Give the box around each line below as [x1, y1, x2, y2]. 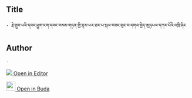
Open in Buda [16, 85, 50, 92]
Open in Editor [13, 70, 48, 77]
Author [6, 43, 32, 53]
